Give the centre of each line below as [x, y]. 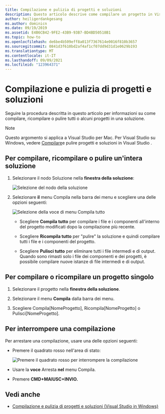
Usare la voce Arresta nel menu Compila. [54, 369]
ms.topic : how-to [23, 38]
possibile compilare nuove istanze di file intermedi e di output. [82, 262]
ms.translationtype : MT [29, 51]
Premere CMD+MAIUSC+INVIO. [45, 379]
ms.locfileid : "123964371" [33, 65]
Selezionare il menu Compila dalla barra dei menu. [63, 299]
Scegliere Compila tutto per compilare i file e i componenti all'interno [89, 221]
